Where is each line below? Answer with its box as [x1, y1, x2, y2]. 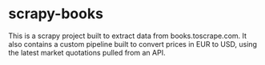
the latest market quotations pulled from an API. [8, 48, 166, 57]
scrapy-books [8, 5, 104, 23]
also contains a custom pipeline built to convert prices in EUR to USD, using [8, 39, 258, 48]
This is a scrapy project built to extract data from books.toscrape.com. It [8, 31, 247, 40]
